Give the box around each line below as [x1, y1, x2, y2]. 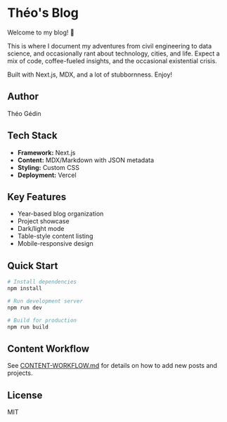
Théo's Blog [7, 5, 79, 21]
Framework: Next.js [17, 148, 76, 157]
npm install [7, 285, 42, 292]
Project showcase [17, 217, 70, 225]
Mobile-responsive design [17, 239, 93, 248]
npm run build [7, 323, 49, 331]
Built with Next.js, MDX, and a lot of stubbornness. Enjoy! [7, 70, 173, 79]
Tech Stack [7, 130, 58, 142]
